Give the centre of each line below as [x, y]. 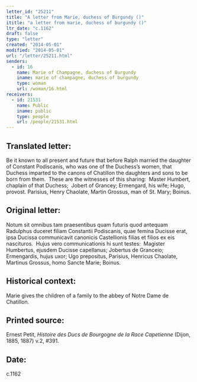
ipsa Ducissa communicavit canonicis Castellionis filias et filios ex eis [91, 237]
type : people [33, 116]
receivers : [20, 94]
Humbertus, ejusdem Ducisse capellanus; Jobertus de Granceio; [85, 250]
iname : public [34, 111]
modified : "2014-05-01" [35, 50]
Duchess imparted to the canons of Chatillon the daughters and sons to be [97, 173]
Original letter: [33, 210]
